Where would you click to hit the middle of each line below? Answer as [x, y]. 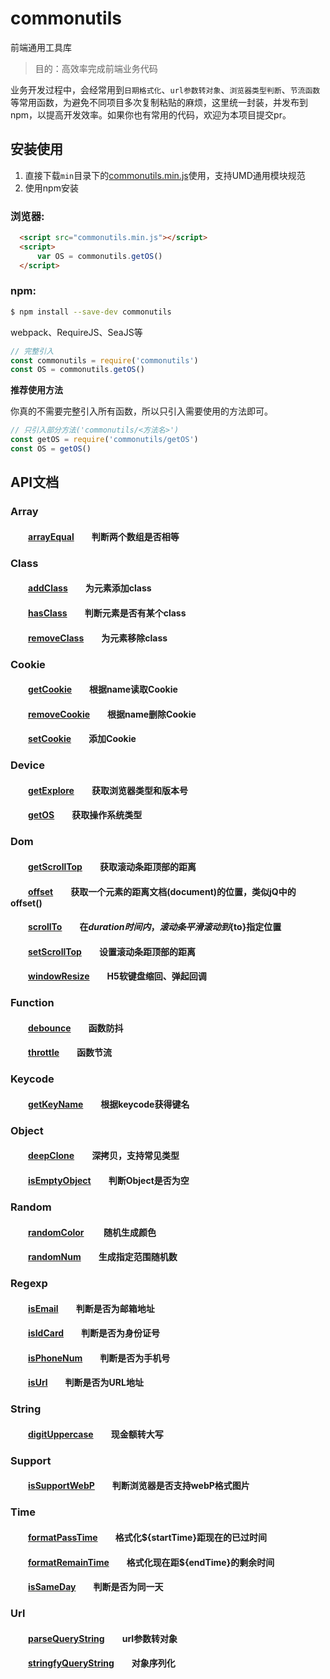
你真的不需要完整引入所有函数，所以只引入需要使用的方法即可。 [141, 411]
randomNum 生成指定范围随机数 [103, 1257]
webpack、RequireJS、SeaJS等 [76, 332]
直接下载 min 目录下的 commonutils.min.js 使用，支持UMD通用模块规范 [165, 175]
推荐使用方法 [36, 390]
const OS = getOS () [51, 449]
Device [27, 765]
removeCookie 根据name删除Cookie [112, 714]
